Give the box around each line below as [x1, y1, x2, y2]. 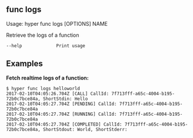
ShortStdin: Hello [43, 96, 88, 102]
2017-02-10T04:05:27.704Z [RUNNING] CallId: [6, 111, 117, 117]
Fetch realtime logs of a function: [6, 74, 89, 81]
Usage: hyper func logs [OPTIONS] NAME [6, 20, 108, 27]
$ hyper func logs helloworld [6, 85, 81, 91]
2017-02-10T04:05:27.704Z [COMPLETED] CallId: [6, 121, 122, 127]
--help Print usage [6, 43, 85, 49]
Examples [6, 58, 43, 69]
